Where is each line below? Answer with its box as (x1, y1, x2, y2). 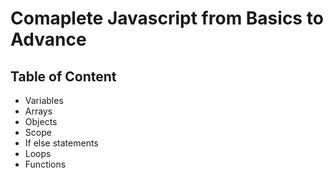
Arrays (24, 105, 53, 117)
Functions (24, 158, 67, 170)
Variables (24, 95, 64, 106)
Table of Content (10, 68, 117, 85)
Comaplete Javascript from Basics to (10, 7, 324, 30)
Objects (24, 116, 58, 127)
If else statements (24, 137, 99, 149)
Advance (10, 28, 87, 51)
